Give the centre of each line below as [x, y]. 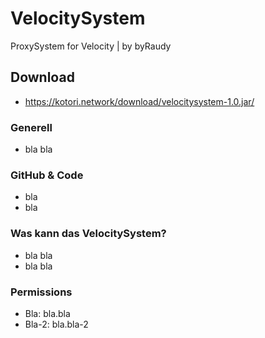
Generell [31, 127]
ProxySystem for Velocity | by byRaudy [91, 46]
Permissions [41, 292]
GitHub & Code [47, 175]
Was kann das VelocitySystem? [88, 234]
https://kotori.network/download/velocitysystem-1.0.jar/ [139, 101]
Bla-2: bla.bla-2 [56, 324]
